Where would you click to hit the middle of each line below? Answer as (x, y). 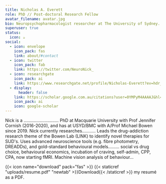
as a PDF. (15, 177)
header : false (33, 92)
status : (13, 33)
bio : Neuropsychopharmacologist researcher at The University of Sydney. (83, 23)
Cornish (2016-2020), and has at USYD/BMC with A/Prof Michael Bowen (79, 126)
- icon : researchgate (32, 74)
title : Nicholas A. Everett (34, 10)
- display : (21, 88)
